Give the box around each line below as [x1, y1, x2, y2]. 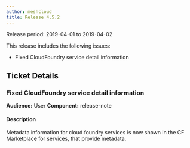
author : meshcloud [6, 8, 52, 15]
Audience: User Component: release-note [6, 102, 112, 109]
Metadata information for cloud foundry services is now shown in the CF [6, 129, 185, 136]
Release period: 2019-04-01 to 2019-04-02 [6, 30, 113, 37]
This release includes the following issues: [6, 42, 111, 49]
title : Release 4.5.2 [6, 14, 60, 20]
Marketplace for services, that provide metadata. [6, 135, 127, 143]
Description [6, 115, 36, 122]
